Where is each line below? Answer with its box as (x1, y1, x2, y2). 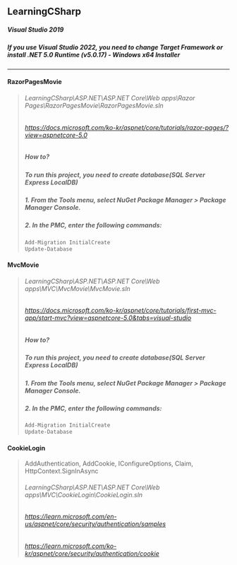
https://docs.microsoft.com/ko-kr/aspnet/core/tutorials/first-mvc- (24, 307, 217, 315)
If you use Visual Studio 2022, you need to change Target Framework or (7, 43, 224, 52)
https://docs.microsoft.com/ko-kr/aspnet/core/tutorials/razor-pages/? (24, 123, 229, 131)
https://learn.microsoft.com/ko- (24, 542, 117, 550)
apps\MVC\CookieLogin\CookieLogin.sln (24, 490, 143, 499)
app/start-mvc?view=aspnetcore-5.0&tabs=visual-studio (24, 314, 192, 322)
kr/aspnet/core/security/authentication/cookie (24, 549, 160, 558)
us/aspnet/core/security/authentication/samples (24, 520, 166, 528)
